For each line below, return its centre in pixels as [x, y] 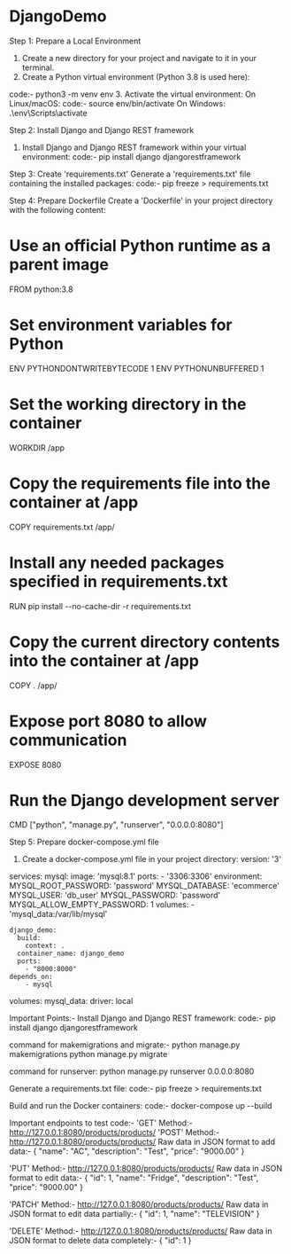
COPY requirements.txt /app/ [62, 527]
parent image [59, 265]
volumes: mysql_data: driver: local [71, 1001]
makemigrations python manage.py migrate [88, 1054]
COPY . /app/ [33, 686]
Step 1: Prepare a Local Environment [75, 41]
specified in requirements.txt [119, 581]
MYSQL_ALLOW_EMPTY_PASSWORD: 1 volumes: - [102, 905]
